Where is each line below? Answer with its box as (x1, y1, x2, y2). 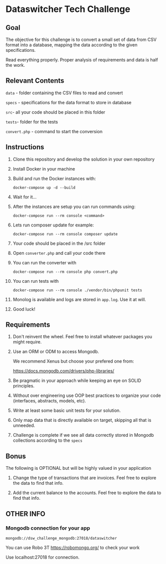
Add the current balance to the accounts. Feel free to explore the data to (12, 490, 162, 496)
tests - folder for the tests (5, 119, 58, 125)
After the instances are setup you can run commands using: (12, 203, 136, 209)
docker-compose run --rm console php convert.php (12, 269, 118, 274)
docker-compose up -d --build (12, 185, 76, 190)
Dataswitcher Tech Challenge (5, 3, 131, 15)
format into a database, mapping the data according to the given (5, 42, 138, 48)
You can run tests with (12, 278, 59, 284)
